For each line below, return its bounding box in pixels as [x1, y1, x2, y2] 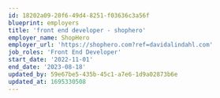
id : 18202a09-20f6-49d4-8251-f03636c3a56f [8, 11, 150, 20]
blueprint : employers [8, 19, 80, 27]
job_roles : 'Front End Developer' [8, 48, 122, 56]
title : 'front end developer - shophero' [8, 26, 147, 34]
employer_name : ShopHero [8, 33, 90, 42]
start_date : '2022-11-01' [8, 56, 93, 64]
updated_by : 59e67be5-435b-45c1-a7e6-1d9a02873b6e [8, 70, 178, 78]
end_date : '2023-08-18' [8, 63, 87, 71]
